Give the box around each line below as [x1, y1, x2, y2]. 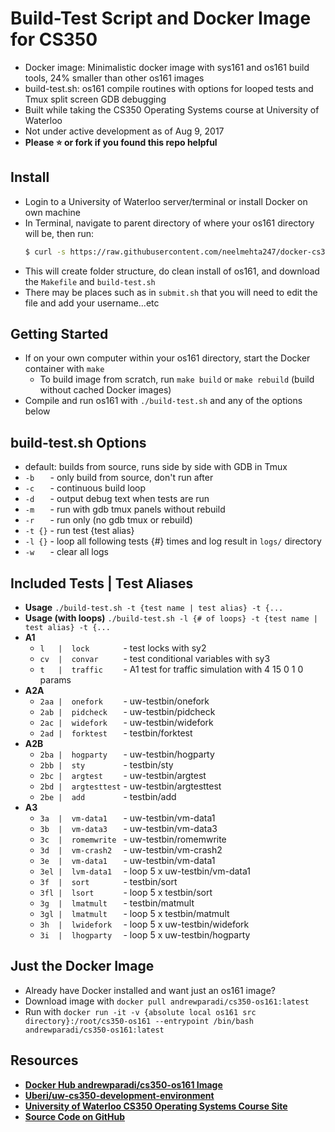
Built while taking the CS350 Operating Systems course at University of [24, 103, 320, 116]
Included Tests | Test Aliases [10, 575, 194, 592]
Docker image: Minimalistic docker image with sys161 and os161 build [24, 61, 310, 73]
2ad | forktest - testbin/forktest [39, 727, 193, 739]
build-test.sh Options [10, 434, 147, 451]
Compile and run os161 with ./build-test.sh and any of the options [24, 395, 303, 407]
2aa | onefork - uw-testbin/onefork [39, 695, 210, 707]
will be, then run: [24, 227, 95, 239]
